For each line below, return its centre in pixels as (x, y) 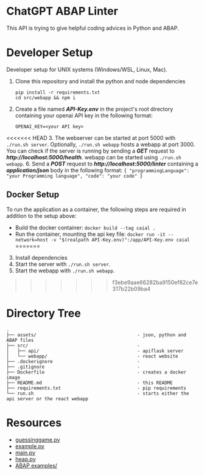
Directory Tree (44, 313)
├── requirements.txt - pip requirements (97, 388)
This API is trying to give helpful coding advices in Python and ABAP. (93, 28)
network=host (32, 240)
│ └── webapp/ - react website (92, 356)
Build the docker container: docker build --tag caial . (85, 227)
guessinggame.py (37, 440)
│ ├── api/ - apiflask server (95, 351)
